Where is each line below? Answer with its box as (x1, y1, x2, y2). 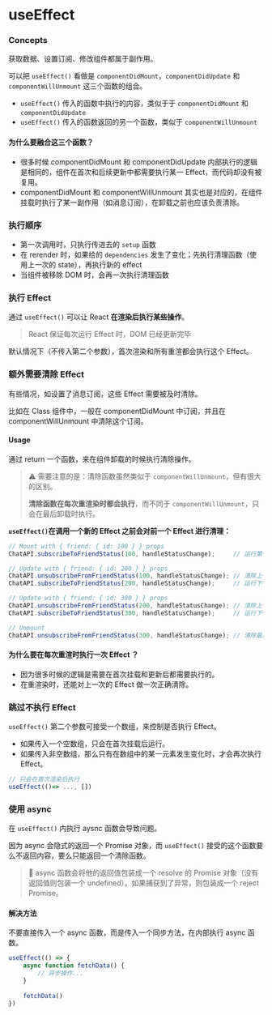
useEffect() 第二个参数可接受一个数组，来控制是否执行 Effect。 (8, 722, 221, 731)
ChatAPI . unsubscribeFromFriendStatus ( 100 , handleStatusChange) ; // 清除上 (8, 572, 263, 580)
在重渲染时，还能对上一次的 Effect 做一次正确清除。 (19, 679, 193, 689)
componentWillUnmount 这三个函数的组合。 (8, 81, 147, 91)
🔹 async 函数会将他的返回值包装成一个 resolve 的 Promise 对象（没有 (28, 868, 259, 878)
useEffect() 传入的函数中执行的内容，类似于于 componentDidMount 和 (19, 99, 249, 109)
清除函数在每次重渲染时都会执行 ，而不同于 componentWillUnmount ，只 (28, 498, 259, 508)
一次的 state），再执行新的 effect (34, 259, 142, 269)
